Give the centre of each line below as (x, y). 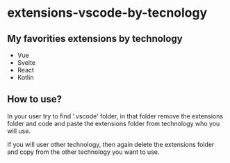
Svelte (26, 63)
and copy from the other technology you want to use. (83, 152)
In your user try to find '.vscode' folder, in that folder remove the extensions (115, 116)
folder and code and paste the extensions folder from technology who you (114, 123)
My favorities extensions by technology (95, 39)
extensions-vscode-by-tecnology (107, 13)
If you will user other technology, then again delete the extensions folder (111, 144)
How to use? (35, 99)
